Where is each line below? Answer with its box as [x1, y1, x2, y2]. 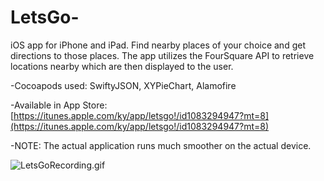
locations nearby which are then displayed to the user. [10, 60, 234, 72]
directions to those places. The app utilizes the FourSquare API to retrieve [10, 49, 315, 61]
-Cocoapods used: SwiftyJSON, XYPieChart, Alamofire [10, 79, 237, 91]
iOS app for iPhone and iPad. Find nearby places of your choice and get [10, 39, 306, 51]
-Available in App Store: [10, 99, 108, 111]
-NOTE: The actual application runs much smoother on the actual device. [10, 139, 312, 151]
